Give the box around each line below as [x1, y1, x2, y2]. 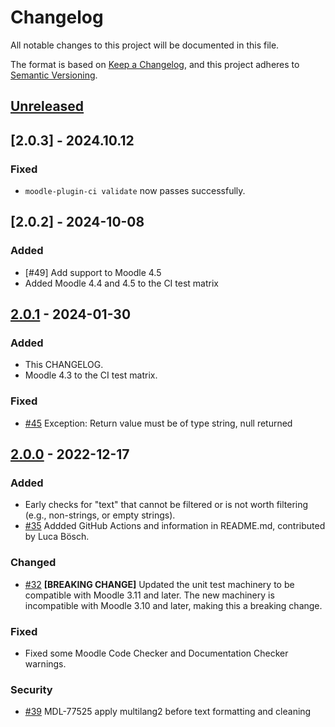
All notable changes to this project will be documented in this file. [10, 39, 280, 51]
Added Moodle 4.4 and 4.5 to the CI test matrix [24, 277, 219, 289]
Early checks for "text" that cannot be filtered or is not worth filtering [24, 499, 309, 511]
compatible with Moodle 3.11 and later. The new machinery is [24, 589, 275, 601]
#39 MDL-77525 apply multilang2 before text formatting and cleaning [24, 706, 312, 718]
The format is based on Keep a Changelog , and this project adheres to [10, 58, 300, 70]
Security [10, 682, 53, 696]
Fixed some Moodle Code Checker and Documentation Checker [24, 647, 289, 659]
